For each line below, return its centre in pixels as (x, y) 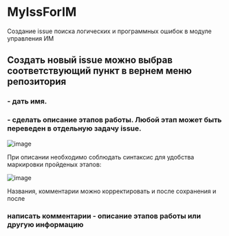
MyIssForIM (42, 12)
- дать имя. (27, 101)
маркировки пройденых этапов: (54, 164)
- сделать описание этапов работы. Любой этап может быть (115, 120)
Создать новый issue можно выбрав (90, 60)
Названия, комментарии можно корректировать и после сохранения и (112, 191)
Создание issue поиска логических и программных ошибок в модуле (109, 31)
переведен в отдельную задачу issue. (74, 128)
